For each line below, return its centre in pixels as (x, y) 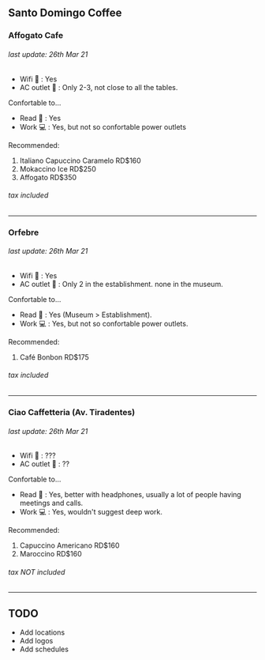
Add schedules (44, 649)
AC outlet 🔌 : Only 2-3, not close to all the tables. (99, 87)
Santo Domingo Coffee (65, 13)
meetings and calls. (51, 503)
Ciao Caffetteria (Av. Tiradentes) (72, 412)
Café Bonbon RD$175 (54, 357)
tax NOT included (37, 571)
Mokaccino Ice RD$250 (58, 168)
